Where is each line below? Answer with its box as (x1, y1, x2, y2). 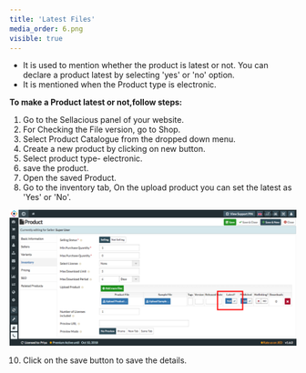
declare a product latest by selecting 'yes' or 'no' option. (22, 69, 235, 81)
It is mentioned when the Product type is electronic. (22, 79, 217, 90)
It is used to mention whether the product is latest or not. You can (22, 60, 269, 71)
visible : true (9, 34, 64, 43)
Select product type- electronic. (22, 153, 143, 164)
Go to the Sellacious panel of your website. (22, 115, 185, 126)
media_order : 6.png (9, 24, 84, 34)
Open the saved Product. (22, 173, 117, 184)
